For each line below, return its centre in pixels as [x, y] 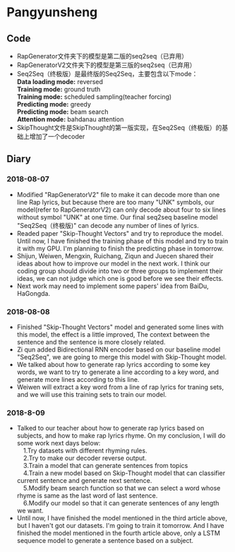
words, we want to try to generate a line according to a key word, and [118, 372]
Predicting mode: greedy [54, 104]
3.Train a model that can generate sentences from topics [106, 466]
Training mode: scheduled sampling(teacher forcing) [94, 97]
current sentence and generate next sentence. [84, 481]
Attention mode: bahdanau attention [70, 119]
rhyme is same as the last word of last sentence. [87, 496]
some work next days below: [59, 443]
